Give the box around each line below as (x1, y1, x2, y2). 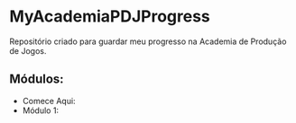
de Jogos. (9, 45, 47, 56)
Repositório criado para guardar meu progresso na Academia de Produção (9, 36, 287, 47)
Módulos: (9, 72, 65, 87)
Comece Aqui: (22, 95, 76, 106)
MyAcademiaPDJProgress (9, 6, 210, 27)
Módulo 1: (22, 105, 60, 116)
